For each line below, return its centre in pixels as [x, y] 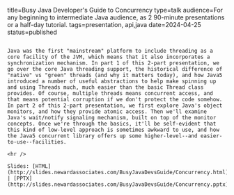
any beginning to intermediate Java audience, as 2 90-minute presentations [116, 17]
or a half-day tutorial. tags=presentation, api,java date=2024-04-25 [104, 25]
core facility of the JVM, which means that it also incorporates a [109, 57]
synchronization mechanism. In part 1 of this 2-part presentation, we [113, 63]
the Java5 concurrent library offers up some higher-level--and [102, 136]
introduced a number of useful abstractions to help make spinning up [112, 81]
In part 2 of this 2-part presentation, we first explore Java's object [115, 105]
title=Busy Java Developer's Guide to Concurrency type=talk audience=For [115, 10]
